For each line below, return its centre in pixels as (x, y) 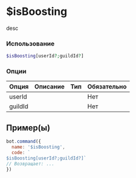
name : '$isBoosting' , (38, 147)
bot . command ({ (24, 142)
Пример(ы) (28, 128)
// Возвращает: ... (30, 164)
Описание (50, 87)
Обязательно (107, 87)
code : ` (21, 152)
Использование (30, 44)
